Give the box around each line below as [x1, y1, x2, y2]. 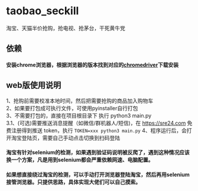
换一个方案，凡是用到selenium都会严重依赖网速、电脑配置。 [6, 156, 154, 164]
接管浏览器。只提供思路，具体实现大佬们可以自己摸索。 [6, 178, 141, 185]
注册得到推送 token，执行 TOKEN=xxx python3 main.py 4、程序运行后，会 [11, 126, 187, 134]
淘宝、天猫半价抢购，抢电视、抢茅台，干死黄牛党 [6, 24, 125, 31]
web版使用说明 [6, 80, 61, 90]
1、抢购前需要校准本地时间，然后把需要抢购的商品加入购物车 [6, 97, 154, 104]
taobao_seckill [6, 4, 79, 18]
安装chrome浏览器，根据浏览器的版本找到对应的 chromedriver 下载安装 [6, 61, 179, 68]
